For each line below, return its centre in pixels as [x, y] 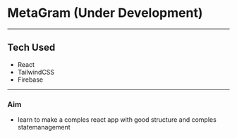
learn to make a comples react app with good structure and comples [117, 120]
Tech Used [31, 48]
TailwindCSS [36, 72]
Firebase [30, 80]
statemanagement [44, 127]
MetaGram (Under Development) [105, 13]
